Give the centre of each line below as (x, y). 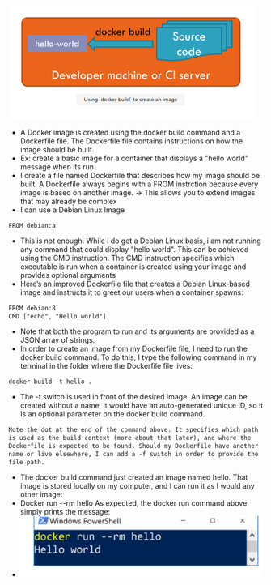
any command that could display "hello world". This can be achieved (134, 249)
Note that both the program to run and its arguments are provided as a (137, 331)
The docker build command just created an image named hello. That (134, 477)
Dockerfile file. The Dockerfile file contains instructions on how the (131, 141)
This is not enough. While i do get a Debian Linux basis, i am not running (140, 241)
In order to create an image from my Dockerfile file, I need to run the (134, 348)
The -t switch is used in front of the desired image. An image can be (134, 397)
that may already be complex (68, 201)
